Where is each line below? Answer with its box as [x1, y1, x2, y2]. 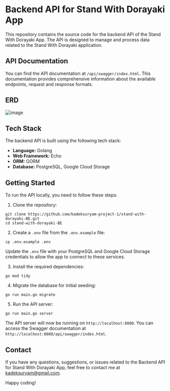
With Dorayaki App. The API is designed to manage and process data [5, 37, 150, 43]
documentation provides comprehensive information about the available [5, 75, 156, 82]
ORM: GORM [12, 158, 40, 164]
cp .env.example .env [5, 239, 51, 245]
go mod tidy [5, 273, 30, 278]
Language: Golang [12, 148, 52, 154]
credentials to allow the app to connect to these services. [5, 254, 125, 260]
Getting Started [5, 178, 55, 187]
